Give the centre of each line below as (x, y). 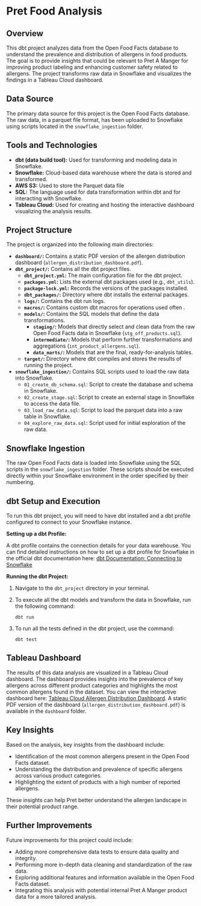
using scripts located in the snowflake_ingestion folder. (75, 126)
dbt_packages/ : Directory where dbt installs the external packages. (107, 295)
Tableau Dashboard (44, 658)
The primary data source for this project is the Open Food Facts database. (98, 113)
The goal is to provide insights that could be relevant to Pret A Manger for (97, 61)
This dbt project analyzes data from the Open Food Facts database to (92, 48)
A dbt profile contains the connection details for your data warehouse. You (99, 546)
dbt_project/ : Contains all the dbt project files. (73, 269)
